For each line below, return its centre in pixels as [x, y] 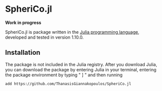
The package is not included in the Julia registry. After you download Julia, [81, 64]
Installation [23, 53]
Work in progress [23, 23]
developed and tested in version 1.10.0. [44, 37]
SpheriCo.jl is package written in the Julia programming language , [72, 32]
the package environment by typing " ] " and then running [64, 75]
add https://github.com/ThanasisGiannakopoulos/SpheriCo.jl [68, 84]
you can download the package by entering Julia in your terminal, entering [81, 69]
